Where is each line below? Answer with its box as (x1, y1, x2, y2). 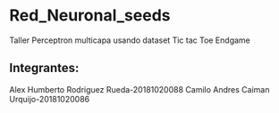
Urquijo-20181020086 (9, 93, 90, 104)
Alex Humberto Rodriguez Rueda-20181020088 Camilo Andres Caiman (9, 84, 270, 94)
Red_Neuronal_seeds (9, 5, 171, 26)
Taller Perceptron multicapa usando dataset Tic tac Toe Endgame (9, 35, 250, 45)
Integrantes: (9, 61, 80, 76)
